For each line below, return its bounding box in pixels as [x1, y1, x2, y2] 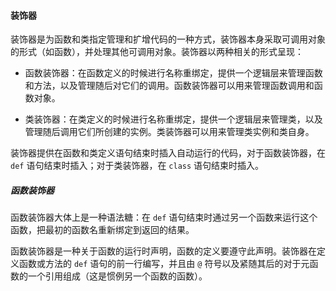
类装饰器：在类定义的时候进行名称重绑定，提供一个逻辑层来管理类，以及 [24, 113, 323, 125]
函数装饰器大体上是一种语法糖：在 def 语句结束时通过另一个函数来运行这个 [10, 211, 318, 224]
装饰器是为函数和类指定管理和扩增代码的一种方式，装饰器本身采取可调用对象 [10, 33, 326, 45]
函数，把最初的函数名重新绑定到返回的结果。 [10, 224, 195, 236]
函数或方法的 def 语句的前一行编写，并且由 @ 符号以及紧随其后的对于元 [18, 258, 310, 270]
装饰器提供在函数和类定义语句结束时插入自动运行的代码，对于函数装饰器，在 [10, 147, 326, 159]
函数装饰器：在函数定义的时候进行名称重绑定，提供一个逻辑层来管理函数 [24, 67, 323, 79]
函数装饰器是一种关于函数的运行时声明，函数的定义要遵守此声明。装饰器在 [10, 245, 317, 257]
